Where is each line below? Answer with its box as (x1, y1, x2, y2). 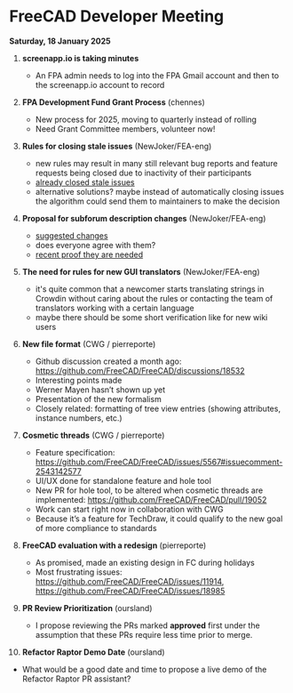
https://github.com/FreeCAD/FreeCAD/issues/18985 (35, 585, 226, 596)
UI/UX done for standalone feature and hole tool (35, 475, 211, 486)
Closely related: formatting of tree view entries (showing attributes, (35, 403, 281, 414)
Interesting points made (35, 375, 123, 385)
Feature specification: (35, 447, 115, 457)
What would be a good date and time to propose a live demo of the (21, 664, 267, 674)
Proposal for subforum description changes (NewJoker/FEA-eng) (21, 213, 266, 223)
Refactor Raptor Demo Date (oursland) (21, 647, 166, 657)
